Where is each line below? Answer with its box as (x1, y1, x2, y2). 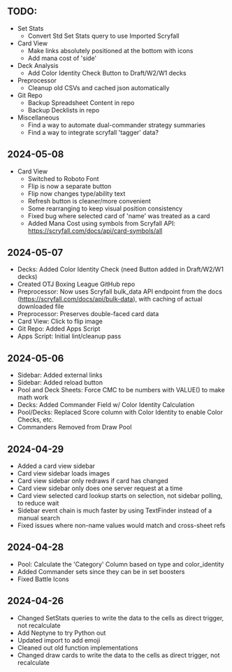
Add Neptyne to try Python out (17, 629, 106, 637)
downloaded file (17, 302, 64, 310)
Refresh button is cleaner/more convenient (27, 196, 152, 205)
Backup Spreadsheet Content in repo (27, 98, 135, 107)
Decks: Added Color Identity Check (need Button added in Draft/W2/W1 (17, 265, 224, 273)
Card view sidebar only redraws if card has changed (17, 477, 169, 485)
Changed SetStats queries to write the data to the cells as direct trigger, (17, 613, 224, 622)
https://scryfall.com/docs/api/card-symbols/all (27, 227, 163, 235)
